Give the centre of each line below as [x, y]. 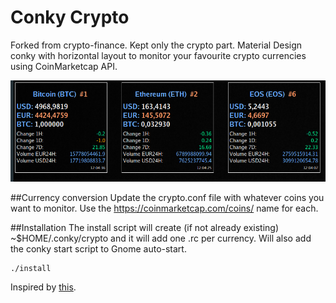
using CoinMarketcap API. [64, 66]
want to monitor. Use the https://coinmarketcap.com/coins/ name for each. [164, 208]
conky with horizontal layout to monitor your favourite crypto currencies [158, 55]
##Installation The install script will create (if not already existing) [145, 228]
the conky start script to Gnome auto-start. [98, 249]
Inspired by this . [43, 287]
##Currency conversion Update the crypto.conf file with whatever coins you [167, 198]
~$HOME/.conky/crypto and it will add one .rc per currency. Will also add [161, 238]
